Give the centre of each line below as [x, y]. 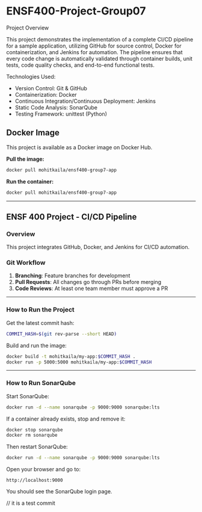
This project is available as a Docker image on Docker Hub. [79, 147]
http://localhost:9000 [35, 480]
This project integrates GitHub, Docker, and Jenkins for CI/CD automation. [98, 247]
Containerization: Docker [46, 94]
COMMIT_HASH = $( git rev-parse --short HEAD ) [62, 334]
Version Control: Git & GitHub [51, 88]
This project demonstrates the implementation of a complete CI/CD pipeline [100, 39]
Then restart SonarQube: [37, 447]
